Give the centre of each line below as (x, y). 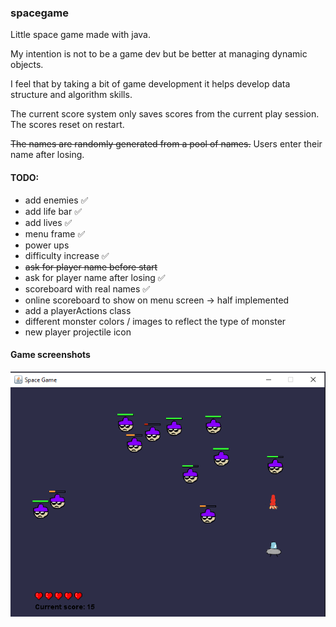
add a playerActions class (78, 310)
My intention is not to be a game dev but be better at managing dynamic (159, 54)
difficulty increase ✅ (67, 255)
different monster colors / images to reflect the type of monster (155, 321)
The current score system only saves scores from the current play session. (165, 114)
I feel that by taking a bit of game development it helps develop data (150, 84)
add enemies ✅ (56, 200)
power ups (47, 245)
